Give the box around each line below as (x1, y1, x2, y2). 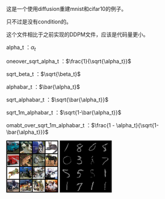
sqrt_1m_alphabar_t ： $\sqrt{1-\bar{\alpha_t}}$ (6, 109, 122, 116)
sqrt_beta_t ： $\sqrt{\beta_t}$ (6, 70, 81, 77)
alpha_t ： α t (6, 44, 36, 52)
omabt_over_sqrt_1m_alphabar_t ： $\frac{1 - (6, 121, 115, 128)
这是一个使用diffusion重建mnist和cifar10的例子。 (6, 5, 127, 12)
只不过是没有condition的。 (6, 18, 72, 25)
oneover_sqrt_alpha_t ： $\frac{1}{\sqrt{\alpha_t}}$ (6, 57, 131, 65)
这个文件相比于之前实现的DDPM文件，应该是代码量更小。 (6, 31, 149, 38)
